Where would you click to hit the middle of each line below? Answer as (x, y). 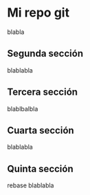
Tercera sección (42, 92)
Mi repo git (38, 13)
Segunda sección (45, 54)
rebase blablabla (31, 185)
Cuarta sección (41, 130)
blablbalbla (23, 109)
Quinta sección (40, 168)
